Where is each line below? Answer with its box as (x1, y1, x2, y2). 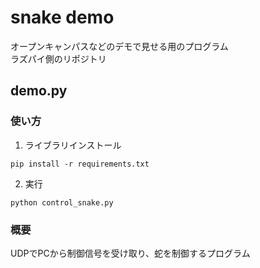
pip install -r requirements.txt (10, 159, 150, 169)
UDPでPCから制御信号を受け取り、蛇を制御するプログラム (10, 247, 251, 259)
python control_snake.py (10, 197, 114, 208)
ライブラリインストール (24, 139, 122, 151)
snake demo (10, 6, 115, 29)
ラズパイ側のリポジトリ (10, 52, 107, 65)
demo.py (10, 82, 68, 100)
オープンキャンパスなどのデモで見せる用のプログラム (10, 40, 229, 52)
